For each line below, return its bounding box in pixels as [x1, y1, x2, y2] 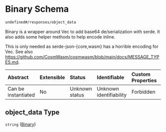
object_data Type [5, 108, 60, 117]
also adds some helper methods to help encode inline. [5, 33, 116, 40]
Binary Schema [5, 3, 69, 15]
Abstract [7, 74, 29, 81]
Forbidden [131, 88, 156, 95]
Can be [7, 85, 25, 92]
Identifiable [96, 74, 124, 81]
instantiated [7, 91, 35, 98]
